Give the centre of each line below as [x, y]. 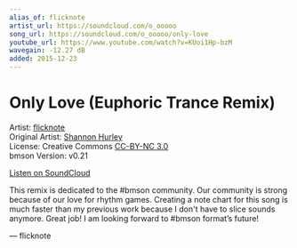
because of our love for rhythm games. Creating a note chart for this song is [149, 199]
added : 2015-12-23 [43, 59]
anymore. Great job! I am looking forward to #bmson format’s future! [134, 218]
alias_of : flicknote [48, 17]
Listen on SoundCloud [50, 172]
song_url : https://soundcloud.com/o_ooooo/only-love [109, 34]
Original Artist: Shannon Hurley [66, 136]
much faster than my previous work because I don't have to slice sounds [142, 209]
